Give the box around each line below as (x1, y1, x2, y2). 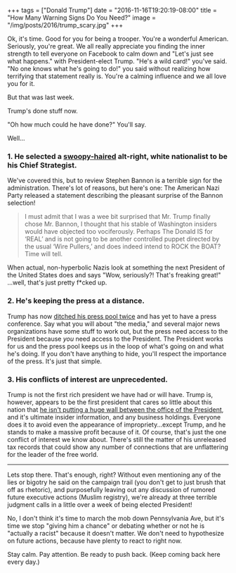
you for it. (7, 80, 35, 87)
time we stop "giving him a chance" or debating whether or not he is (7, 521, 205, 530)
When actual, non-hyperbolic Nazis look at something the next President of (7, 263, 225, 272)
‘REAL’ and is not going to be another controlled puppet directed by (24, 235, 220, 244)
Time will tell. (24, 250, 63, 258)
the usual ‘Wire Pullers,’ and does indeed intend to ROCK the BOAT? (24, 242, 221, 251)
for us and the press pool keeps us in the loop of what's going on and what (7, 341, 225, 351)
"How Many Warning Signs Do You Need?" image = (7, 13, 157, 22)
